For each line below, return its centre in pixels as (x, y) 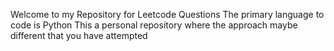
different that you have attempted (79, 35)
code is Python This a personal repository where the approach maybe (154, 25)
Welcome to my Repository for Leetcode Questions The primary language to (167, 14)
